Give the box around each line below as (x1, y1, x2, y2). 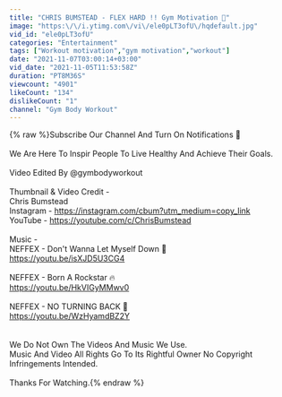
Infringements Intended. (9, 358, 98, 369)
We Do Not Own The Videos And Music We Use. (9, 340, 188, 350)
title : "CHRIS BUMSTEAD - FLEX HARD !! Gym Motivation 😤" (9, 13, 230, 22)
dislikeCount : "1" (9, 96, 78, 106)
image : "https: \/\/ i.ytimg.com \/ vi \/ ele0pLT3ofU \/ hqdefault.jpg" (9, 22, 258, 30)
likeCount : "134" (9, 88, 74, 97)
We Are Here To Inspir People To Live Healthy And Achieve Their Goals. (9, 149, 274, 160)
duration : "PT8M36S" (9, 72, 87, 81)
